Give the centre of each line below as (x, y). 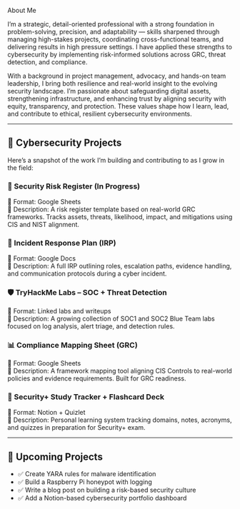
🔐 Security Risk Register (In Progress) (74, 186)
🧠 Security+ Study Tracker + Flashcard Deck (86, 397)
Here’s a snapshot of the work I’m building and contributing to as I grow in (116, 160)
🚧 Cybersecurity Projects (65, 143)
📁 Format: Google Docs (42, 258)
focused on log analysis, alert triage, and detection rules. (91, 326)
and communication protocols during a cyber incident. (87, 273)
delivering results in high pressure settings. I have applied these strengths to (120, 47)
